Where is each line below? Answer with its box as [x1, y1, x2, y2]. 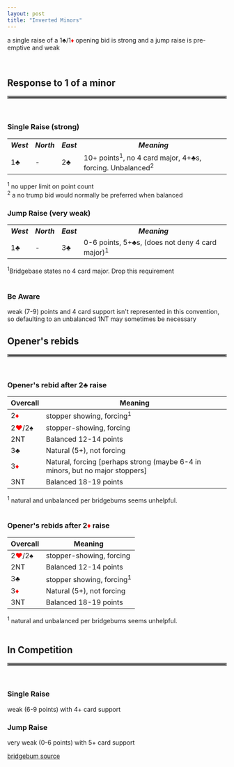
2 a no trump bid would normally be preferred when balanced [7, 189, 183, 199]
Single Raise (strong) [7, 122, 80, 132]
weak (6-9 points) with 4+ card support [7, 705, 121, 713]
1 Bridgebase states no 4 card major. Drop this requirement [7, 266, 174, 275]
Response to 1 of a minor [7, 77, 116, 89]
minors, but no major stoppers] [45, 466, 148, 475]
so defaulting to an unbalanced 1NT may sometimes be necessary [7, 315, 197, 323]
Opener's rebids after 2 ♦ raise [7, 521, 110, 530]
